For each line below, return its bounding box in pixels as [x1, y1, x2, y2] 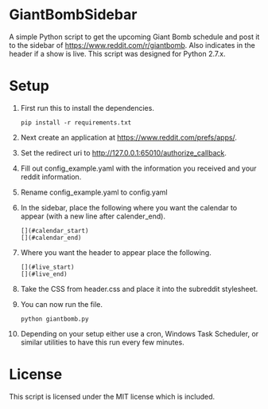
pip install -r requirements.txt [20, 118, 132, 127]
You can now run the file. [20, 299, 103, 309]
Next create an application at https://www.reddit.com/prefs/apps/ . [20, 132, 238, 142]
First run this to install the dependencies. [20, 103, 154, 112]
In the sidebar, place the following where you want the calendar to [20, 203, 238, 212]
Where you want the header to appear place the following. [20, 247, 212, 257]
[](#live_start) [20, 263, 75, 271]
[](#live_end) [20, 269, 68, 278]
